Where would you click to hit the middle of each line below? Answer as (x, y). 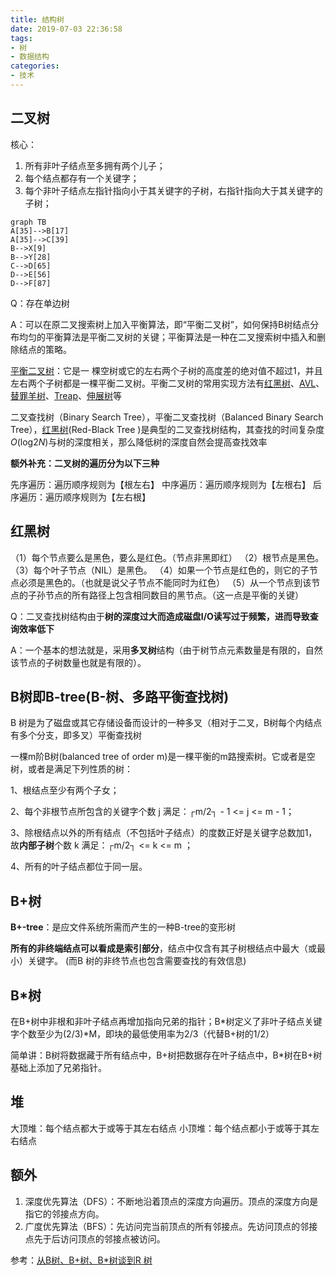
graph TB (28, 222)
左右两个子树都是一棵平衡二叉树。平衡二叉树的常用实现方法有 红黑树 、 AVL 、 (167, 383)
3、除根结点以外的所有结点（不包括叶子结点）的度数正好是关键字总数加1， (164, 833)
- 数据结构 (30, 57)
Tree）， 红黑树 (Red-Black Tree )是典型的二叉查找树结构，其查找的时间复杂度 (167, 429)
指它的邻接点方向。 (64, 1213)
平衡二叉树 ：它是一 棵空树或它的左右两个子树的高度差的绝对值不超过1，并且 (166, 370)
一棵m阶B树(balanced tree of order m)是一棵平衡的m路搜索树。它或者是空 (163, 757)
